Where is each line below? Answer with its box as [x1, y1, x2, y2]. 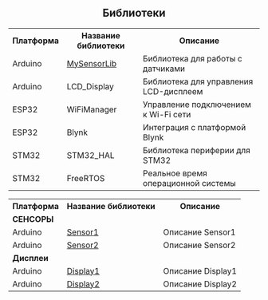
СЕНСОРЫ [12, 213, 54, 224]
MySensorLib [66, 57, 117, 69]
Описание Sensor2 [163, 239, 236, 251]
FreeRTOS [66, 172, 105, 184]
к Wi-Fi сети [142, 109, 191, 120]
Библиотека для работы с [142, 53, 242, 64]
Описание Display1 [163, 265, 238, 276]
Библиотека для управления [142, 76, 254, 87]
